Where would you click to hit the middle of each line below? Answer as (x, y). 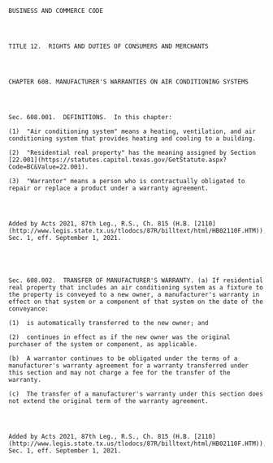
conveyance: (28, 309)
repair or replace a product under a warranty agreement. (108, 188)
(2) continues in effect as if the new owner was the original (119, 337)
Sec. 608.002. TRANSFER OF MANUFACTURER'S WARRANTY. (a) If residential (136, 281)
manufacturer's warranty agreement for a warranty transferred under (129, 366)
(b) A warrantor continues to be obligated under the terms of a (123, 358)
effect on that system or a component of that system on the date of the (136, 302)
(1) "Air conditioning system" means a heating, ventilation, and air (132, 131)
